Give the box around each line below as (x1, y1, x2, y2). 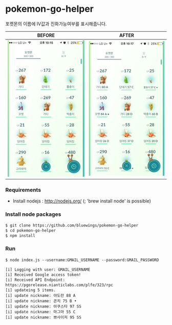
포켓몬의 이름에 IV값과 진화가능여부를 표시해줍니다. (5, 21, 107, 27)
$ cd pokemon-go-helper (5, 228, 56, 233)
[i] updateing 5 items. (5, 288, 56, 293)
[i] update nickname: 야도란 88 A (5, 293, 76, 298)
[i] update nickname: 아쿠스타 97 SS (5, 303, 82, 309)
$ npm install (5, 233, 36, 238)
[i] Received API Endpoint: (5, 277, 66, 282)
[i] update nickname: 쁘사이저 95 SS (5, 315, 82, 320)
